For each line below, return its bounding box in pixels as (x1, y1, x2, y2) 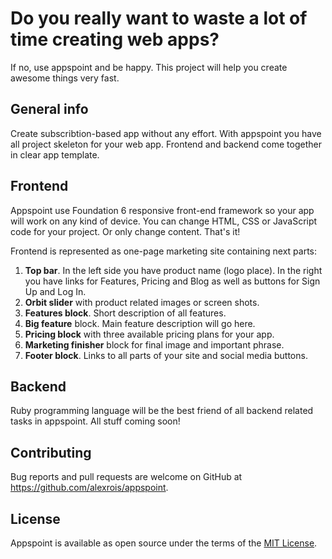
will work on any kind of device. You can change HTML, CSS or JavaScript (10, 215, 318, 227)
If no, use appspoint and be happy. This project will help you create (10, 61, 288, 73)
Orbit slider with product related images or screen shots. (24, 296, 260, 308)
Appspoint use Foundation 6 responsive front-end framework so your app (10, 204, 315, 216)
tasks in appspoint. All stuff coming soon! (10, 415, 181, 427)
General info (10, 101, 89, 118)
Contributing (10, 444, 92, 461)
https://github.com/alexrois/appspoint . (10, 482, 169, 494)
